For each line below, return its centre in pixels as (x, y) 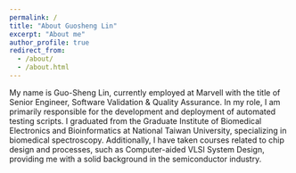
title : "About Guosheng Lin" (63, 26)
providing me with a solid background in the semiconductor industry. (136, 159)
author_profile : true (49, 42)
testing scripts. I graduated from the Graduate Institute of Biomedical (136, 120)
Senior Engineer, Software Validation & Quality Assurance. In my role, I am (145, 102)
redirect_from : (37, 51)
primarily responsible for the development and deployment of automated (143, 111)
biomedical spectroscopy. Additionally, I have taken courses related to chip (147, 140)
